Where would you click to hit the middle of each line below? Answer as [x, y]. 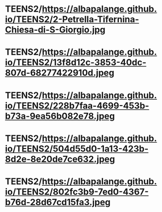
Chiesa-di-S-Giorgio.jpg [55, 30]
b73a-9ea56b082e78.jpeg [60, 116]
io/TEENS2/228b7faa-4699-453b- [77, 106]
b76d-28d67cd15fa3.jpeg [58, 202]
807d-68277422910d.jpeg [60, 73]
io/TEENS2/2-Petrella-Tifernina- [72, 19]
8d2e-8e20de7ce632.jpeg [60, 159]
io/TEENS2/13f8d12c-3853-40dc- [76, 63]
